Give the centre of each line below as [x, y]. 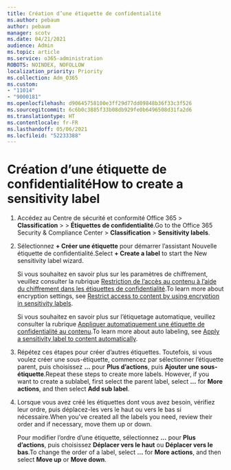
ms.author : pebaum [33, 20]
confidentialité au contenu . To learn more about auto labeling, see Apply [118, 331]
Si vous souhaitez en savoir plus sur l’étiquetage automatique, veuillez [116, 317]
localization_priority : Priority [55, 71]
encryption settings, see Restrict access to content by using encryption [118, 296]
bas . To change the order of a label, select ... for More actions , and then [119, 452]
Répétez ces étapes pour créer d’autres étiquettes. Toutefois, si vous [114, 352]
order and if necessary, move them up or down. [85, 424]
